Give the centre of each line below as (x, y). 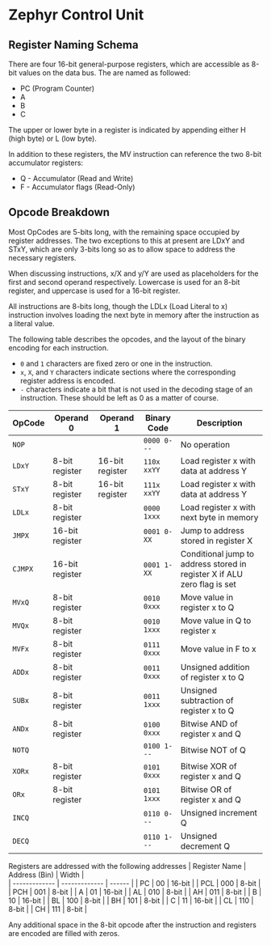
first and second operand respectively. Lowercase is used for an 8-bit (124, 282)
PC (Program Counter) (57, 88)
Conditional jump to (217, 553)
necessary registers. (42, 257)
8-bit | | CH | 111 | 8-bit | (48, 909)
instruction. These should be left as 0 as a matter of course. (119, 397)
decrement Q (205, 845)
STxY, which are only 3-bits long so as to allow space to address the (122, 249)
